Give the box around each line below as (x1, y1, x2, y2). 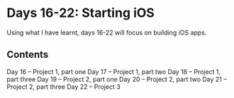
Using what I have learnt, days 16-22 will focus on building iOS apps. (6, 28, 207, 37)
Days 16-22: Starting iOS (6, 5, 155, 21)
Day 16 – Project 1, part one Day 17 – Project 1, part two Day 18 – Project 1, (6, 67, 221, 75)
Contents (6, 49, 49, 61)
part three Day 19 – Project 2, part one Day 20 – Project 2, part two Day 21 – (6, 75, 228, 83)
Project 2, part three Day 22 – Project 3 (6, 82, 121, 91)
